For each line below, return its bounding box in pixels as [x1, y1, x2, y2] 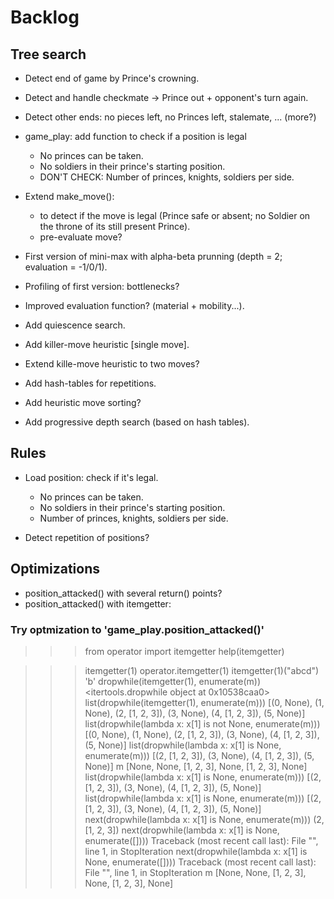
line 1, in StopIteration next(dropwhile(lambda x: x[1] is [84, 845, 308, 857]
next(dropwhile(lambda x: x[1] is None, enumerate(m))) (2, [84, 813, 325, 825]
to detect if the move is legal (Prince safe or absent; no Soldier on [39, 210, 311, 221]
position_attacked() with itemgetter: [24, 597, 172, 610]
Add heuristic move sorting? [24, 397, 142, 408]
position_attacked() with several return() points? [24, 587, 223, 599]
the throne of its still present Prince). [39, 221, 191, 232]
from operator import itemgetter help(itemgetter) [84, 645, 285, 657]
